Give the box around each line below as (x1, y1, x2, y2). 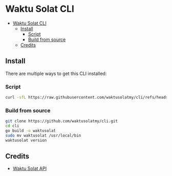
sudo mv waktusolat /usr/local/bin (5, 133, 81, 138)
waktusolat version (5, 138, 47, 143)
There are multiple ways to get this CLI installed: (5, 70, 107, 76)
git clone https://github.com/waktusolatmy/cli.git (5, 119, 118, 124)
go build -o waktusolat (5, 128, 56, 133)
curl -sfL (5, 95, 27, 100)
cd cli (5, 124, 19, 129)
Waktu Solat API (12, 165, 47, 172)
